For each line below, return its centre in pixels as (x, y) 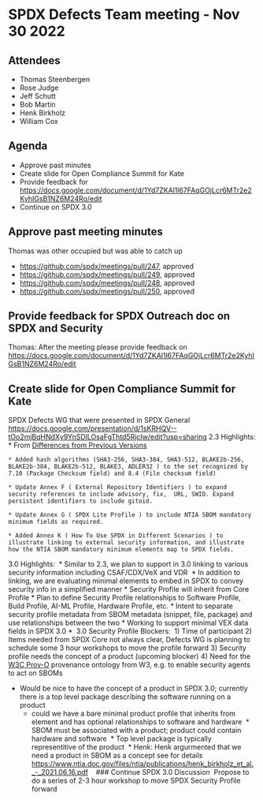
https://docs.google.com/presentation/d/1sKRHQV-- (93, 428)
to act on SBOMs (35, 673)
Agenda (28, 146)
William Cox (39, 121)
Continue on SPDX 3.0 (56, 207)
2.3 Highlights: (232, 437)
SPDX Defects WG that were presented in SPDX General (99, 421)
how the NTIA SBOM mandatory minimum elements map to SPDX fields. (121, 550)
